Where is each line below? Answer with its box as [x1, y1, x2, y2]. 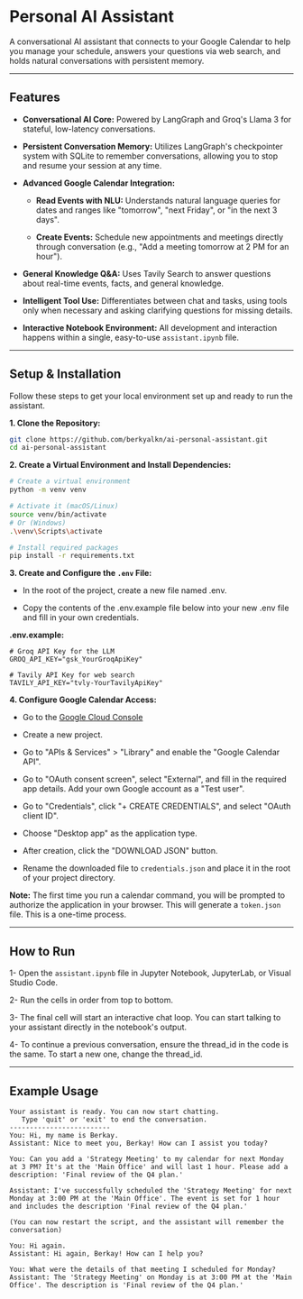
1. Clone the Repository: [9, 417, 101, 428]
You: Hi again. [9, 1241, 67, 1250]
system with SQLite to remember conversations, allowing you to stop [22, 151, 278, 161]
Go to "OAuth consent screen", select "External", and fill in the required [22, 773, 287, 785]
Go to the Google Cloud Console [22, 712, 143, 723]
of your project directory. [22, 873, 115, 883]
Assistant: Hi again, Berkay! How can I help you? [9, 1249, 204, 1258]
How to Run [9, 944, 76, 959]
